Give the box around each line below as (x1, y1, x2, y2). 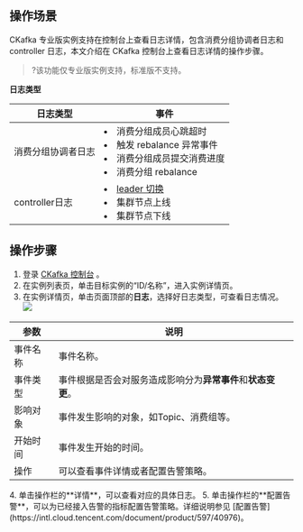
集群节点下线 (116, 209, 171, 222)
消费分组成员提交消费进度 (116, 151, 225, 164)
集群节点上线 (116, 196, 171, 208)
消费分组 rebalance (116, 165, 198, 178)
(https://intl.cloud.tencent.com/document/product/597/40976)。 (9, 512, 250, 523)
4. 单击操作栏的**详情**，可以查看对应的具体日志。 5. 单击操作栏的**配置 (9, 490, 283, 500)
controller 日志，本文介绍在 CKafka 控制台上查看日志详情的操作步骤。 (9, 45, 269, 56)
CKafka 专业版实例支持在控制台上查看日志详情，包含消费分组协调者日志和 (9, 34, 284, 45)
